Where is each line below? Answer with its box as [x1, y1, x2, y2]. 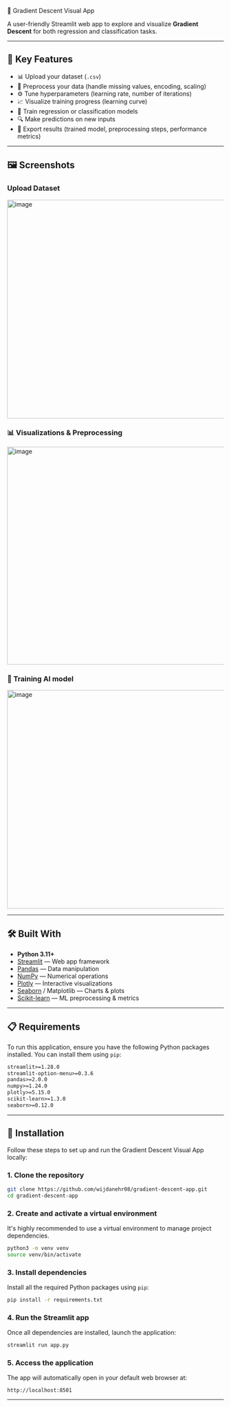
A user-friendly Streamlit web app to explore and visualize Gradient [7, 20, 199, 28]
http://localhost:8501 [7, 1387, 72, 1394]
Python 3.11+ [16, 950, 55, 958]
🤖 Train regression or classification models [16, 107, 138, 115]
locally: [7, 1153, 27, 1161]
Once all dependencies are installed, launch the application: [7, 1328, 177, 1337]
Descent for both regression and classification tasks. [7, 28, 157, 35]
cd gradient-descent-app [7, 1192, 78, 1199]
